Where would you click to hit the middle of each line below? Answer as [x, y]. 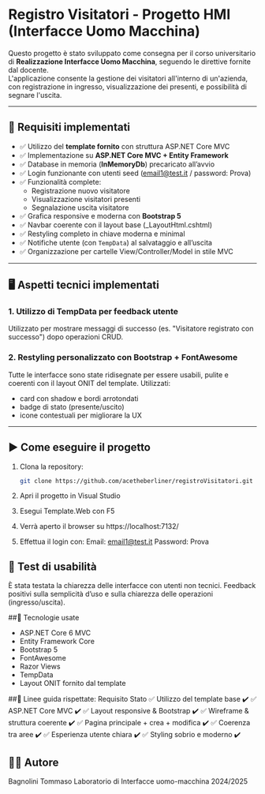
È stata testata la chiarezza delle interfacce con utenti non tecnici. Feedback [132, 586]
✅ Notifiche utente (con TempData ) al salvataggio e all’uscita [116, 242]
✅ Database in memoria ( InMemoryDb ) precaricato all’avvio [117, 164]
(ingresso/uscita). [37, 602]
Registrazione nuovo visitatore [80, 190]
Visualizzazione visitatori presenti [86, 199]
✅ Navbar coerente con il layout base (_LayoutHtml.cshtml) [116, 225]
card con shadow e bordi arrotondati [79, 398]
